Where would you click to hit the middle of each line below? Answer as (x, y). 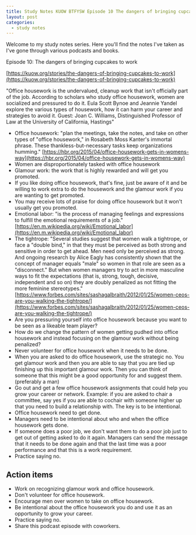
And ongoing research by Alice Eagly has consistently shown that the (98, 257)
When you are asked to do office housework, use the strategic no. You (99, 357)
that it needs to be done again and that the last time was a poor (90, 444)
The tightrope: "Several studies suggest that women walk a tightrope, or (101, 239)
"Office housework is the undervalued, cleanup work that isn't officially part (97, 91)
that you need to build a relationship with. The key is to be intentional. (98, 406)
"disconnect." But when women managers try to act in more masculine (99, 270)
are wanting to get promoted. (50, 195)
